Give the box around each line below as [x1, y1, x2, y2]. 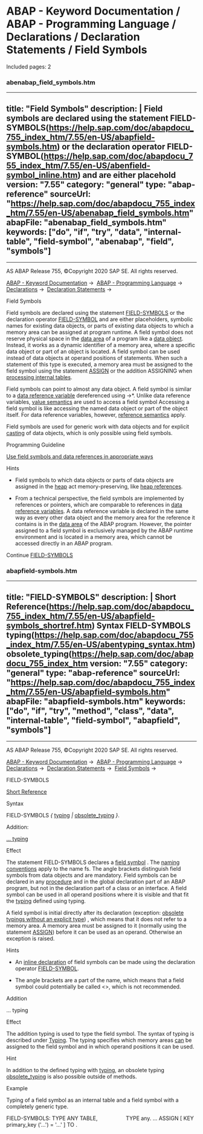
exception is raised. [6, 935, 55, 942]
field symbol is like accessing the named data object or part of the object [6, 405, 188, 412]
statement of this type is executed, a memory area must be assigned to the [6, 361, 193, 368]
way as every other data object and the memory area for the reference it [14, 514, 195, 521]
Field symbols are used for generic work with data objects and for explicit [6, 423, 189, 430]
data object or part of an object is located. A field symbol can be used [6, 348, 180, 356]
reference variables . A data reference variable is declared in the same [14, 508, 189, 515]
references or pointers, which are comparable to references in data [14, 501, 182, 508]
